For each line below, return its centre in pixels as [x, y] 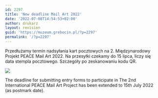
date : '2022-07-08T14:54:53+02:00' [41, 19]
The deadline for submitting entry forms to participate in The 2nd [70, 80]
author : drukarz [22, 23]
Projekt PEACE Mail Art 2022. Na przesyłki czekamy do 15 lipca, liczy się [78, 56]
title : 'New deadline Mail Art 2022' [44, 14]
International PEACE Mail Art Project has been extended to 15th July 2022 [79, 85]
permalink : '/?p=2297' [28, 37]
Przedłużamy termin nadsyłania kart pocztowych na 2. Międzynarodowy [78, 51]
